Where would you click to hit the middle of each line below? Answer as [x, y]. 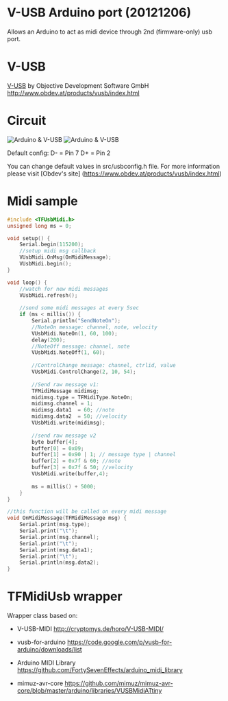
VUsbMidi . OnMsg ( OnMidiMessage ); [65, 258]
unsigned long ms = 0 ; [39, 226]
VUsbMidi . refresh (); [49, 295]
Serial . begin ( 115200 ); [52, 245]
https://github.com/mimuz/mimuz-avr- [119, 683]
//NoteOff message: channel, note [81, 346]
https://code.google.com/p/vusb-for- [120, 642]
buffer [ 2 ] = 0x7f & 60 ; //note [76, 461]
